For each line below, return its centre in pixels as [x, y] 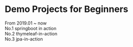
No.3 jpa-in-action [24, 39]
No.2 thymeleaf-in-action [31, 33]
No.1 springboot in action [31, 28]
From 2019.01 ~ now [26, 23]
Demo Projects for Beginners [66, 9]
